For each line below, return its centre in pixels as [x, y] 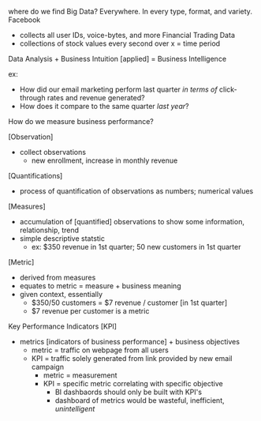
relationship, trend [49, 230]
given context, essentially [61, 294]
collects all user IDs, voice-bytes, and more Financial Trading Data [127, 35]
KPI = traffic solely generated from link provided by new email [132, 358]
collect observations [53, 152]
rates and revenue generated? [96, 98]
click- [229, 89]
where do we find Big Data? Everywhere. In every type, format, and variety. [130, 11]
